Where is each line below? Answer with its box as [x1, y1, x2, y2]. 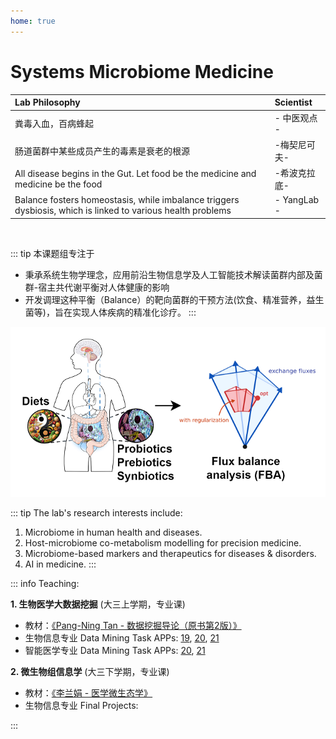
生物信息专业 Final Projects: [24, 699, 139, 711]
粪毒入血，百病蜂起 [14, 117, 94, 129]
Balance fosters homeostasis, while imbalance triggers [14, 194, 240, 206]
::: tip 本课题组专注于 [10, 247, 95, 259]
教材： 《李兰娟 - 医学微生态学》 [24, 686, 153, 699]
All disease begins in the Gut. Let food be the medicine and [14, 167, 257, 179]
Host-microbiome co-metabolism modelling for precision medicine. [24, 536, 302, 549]
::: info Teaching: [10, 577, 80, 589]
